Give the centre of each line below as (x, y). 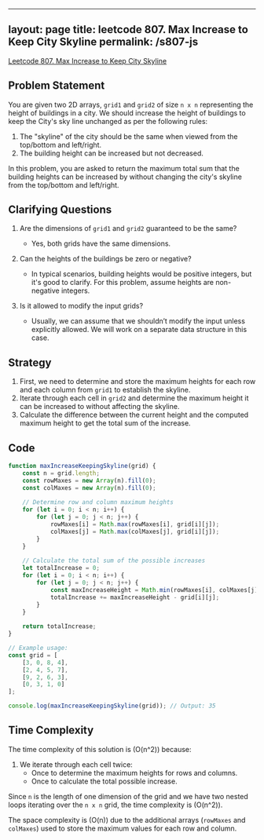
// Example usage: (38, 648)
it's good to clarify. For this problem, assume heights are (123, 283)
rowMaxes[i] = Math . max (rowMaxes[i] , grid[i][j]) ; (135, 524)
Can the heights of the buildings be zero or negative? (105, 259)
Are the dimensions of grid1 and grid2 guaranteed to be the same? (128, 228)
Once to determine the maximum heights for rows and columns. (134, 772)
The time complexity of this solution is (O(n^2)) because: (100, 749)
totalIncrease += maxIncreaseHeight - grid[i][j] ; (135, 597)
